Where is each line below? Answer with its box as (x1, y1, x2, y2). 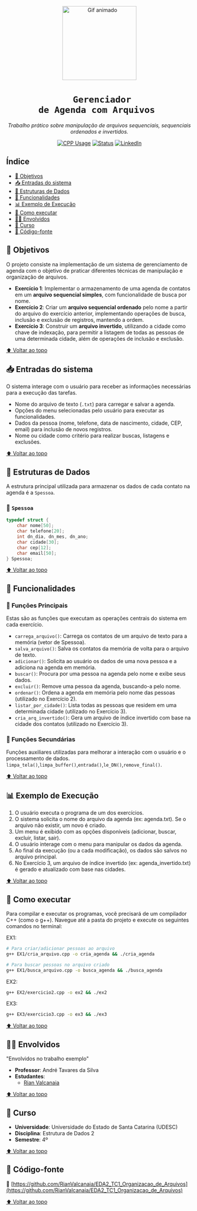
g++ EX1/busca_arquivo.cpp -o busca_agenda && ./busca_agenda (6, 967, 163, 973)
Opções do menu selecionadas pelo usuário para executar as (14, 407, 164, 414)
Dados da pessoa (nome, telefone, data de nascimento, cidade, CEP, (14, 419, 182, 427)
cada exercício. (6, 621, 43, 628)
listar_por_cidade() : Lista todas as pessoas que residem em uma (14, 702, 177, 709)
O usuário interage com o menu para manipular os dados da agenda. (14, 841, 183, 848)
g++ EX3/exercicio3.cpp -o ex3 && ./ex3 (6, 1012, 108, 1018)
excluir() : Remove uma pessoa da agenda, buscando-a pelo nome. (14, 683, 182, 690)
